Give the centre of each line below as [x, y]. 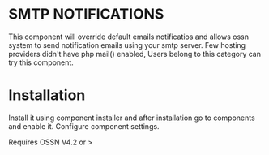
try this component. [41, 62]
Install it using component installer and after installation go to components [132, 118]
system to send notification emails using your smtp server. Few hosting [127, 45]
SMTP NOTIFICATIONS [86, 14]
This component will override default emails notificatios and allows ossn [129, 37]
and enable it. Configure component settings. [84, 126]
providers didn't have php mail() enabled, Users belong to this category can [135, 54]
